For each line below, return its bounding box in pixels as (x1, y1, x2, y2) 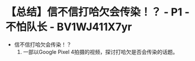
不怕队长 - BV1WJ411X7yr (5, 20, 132, 34)
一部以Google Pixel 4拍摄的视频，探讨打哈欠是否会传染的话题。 (23, 48, 178, 55)
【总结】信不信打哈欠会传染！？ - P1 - (5, 5, 190, 19)
